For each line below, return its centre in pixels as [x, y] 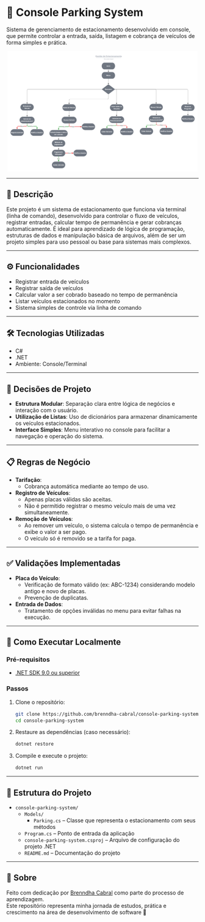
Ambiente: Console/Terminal [51, 364]
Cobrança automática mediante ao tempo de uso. [86, 486]
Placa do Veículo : [38, 578]
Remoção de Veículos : [44, 519]
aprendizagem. [25, 899]
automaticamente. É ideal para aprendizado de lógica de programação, [95, 228]
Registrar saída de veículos [49, 288]
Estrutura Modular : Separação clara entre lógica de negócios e [95, 404]
